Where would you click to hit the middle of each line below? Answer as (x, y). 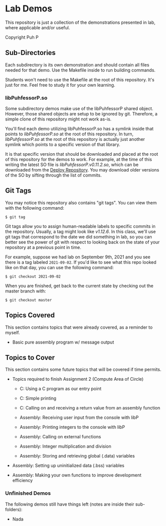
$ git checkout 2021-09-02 (33, 276)
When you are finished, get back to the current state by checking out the (79, 286)
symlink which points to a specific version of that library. (63, 145)
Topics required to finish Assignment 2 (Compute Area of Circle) (78, 379)
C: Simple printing (38, 398)
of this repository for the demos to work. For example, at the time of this (79, 160)
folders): (14, 509)
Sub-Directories (30, 53)
